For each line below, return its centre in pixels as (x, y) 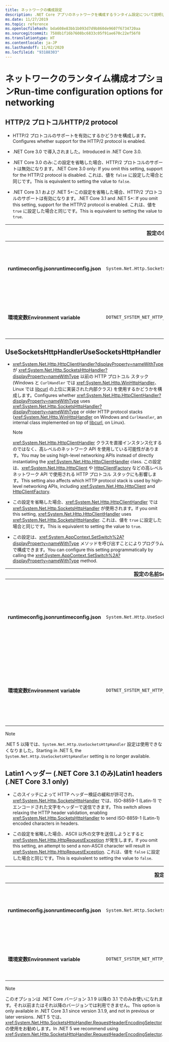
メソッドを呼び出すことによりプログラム (122, 543)
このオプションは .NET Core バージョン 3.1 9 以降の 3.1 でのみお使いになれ (82, 999)
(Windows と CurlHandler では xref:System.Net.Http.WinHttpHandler (83, 383)
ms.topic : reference (27, 24)
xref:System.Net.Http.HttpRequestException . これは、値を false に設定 (86, 852)
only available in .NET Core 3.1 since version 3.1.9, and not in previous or (80, 1011)
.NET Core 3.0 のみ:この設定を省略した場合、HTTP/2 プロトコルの (81, 162)
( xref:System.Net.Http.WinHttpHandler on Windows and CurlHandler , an (87, 417)
